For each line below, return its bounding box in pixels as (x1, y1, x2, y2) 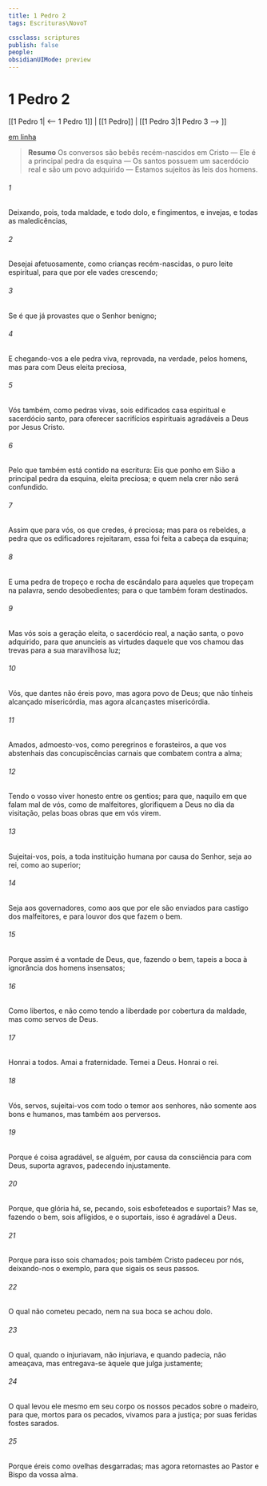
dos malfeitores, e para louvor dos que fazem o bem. (8, 912, 182, 921)
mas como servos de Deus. (8, 1015, 98, 1024)
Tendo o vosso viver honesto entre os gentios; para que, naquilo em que (8, 792, 248, 801)
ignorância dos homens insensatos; (8, 963, 126, 972)
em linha (8, 132, 37, 141)
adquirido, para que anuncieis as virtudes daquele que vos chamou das (8, 637, 244, 646)
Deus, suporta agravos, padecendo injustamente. (8, 1160, 171, 1170)
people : (8, 49, 34, 57)
